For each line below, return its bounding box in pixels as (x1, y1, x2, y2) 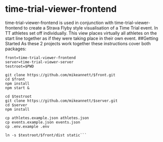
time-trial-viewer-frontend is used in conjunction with (5, 20, 114, 26)
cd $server (5, 102, 28, 108)
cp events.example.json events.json (5, 119, 80, 125)
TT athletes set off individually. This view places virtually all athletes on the (5, 30, 157, 36)
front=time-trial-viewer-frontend (5, 55, 76, 60)
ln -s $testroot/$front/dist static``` (5, 133, 87, 138)
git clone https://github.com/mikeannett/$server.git (5, 98, 118, 103)
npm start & (5, 85, 30, 90)
